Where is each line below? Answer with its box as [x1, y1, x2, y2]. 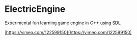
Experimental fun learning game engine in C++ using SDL [4, 20, 121, 26]
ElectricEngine [4, 3, 66, 15]
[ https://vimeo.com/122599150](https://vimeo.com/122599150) [4, 29, 132, 35]
